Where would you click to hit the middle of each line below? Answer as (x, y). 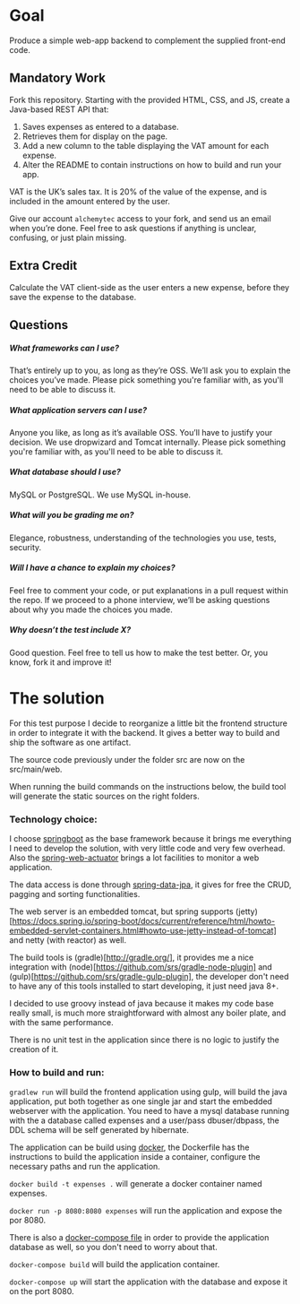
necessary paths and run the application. (85, 1167)
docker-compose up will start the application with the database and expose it (149, 1282)
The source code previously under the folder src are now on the (127, 759)
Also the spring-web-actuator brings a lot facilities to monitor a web (134, 858)
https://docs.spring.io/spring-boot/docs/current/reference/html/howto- (144, 921)
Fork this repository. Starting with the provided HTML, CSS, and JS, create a (150, 99)
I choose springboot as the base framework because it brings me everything (150, 838)
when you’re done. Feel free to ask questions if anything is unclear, (133, 228)
